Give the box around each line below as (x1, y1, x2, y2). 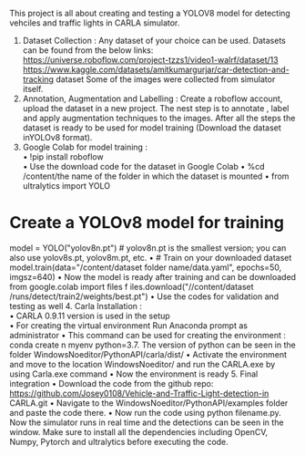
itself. (22, 84, 44, 94)
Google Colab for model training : (22, 141, 148, 152)
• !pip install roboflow (22, 151, 104, 162)
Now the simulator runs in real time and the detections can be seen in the (9, 417, 284, 428)
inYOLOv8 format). (22, 132, 93, 142)
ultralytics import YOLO (22, 181, 111, 191)
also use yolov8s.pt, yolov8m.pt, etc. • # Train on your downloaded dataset (9, 252, 292, 263)
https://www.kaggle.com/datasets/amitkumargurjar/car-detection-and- (22, 64, 290, 75)
